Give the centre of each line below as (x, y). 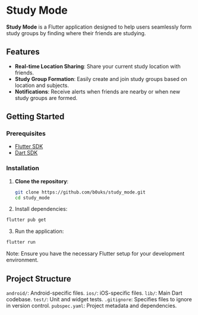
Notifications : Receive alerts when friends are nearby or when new (97, 91)
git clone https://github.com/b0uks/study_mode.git (80, 192)
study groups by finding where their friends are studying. (76, 33)
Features (23, 52)
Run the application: (39, 231)
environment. (22, 260)
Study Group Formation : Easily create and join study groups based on (101, 79)
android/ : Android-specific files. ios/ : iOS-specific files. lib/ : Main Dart (94, 293)
